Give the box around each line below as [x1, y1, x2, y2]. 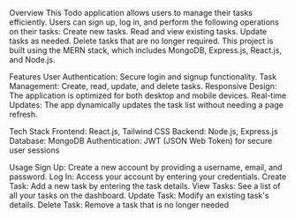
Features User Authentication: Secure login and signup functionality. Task [9, 72, 276, 82]
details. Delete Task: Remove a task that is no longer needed [9, 200, 230, 210]
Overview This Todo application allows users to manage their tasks [9, 8, 253, 18]
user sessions [9, 145, 60, 155]
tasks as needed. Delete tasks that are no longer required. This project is [9, 35, 274, 46]
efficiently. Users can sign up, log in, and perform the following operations [9, 17, 280, 27]
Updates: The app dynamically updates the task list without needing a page [9, 100, 284, 109]
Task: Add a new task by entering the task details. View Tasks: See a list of [9, 181, 281, 191]
